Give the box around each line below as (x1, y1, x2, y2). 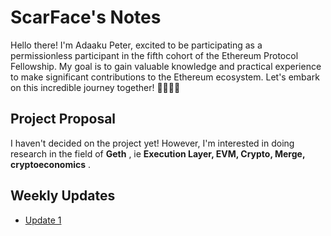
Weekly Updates (10, 187, 116, 205)
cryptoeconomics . (10, 158, 92, 170)
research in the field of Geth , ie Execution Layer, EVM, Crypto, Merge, (10, 147, 306, 160)
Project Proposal (10, 111, 117, 128)
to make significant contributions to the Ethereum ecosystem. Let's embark (10, 71, 320, 83)
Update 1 (24, 214, 62, 226)
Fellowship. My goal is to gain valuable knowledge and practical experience (10, 60, 322, 72)
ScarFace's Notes (10, 6, 162, 29)
